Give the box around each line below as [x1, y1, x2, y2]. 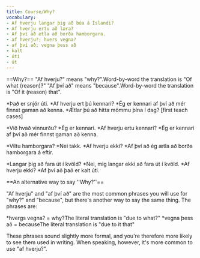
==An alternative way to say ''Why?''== [6, 178, 104, 185]
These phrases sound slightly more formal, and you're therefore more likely [6, 232, 193, 239]
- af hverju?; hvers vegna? [6, 37, 77, 43]
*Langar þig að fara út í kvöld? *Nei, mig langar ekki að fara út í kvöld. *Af [6, 160, 190, 167]
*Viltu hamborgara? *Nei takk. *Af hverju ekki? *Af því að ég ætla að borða [6, 142, 193, 149]
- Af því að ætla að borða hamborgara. [6, 31, 106, 37]
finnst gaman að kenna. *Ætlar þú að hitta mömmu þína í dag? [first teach [6, 106, 188, 113]
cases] [6, 112, 23, 120]
